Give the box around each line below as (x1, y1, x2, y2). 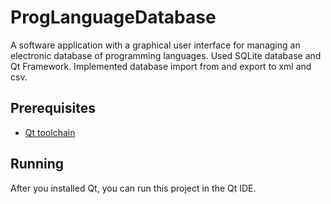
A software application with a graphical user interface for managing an (10, 39, 301, 51)
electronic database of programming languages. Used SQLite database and (10, 49, 322, 61)
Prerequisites (10, 100, 96, 117)
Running (10, 156, 65, 173)
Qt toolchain (24, 126, 76, 138)
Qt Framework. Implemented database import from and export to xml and (10, 60, 312, 72)
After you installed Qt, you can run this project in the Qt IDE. (10, 182, 257, 194)
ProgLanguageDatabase (10, 6, 217, 29)
